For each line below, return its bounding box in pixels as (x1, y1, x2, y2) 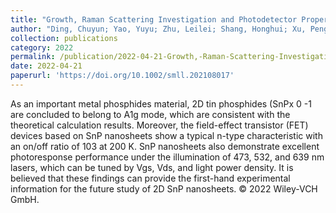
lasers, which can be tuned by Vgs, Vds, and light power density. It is (10, 161, 294, 173)
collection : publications (10, 33, 118, 43)
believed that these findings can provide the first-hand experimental (10, 172, 291, 184)
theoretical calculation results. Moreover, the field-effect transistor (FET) (10, 119, 309, 131)
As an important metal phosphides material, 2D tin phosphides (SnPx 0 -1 (10, 97, 312, 110)
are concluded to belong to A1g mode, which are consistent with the (10, 108, 291, 120)
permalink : (10, 52, 56, 62)
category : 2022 (10, 42, 74, 53)
